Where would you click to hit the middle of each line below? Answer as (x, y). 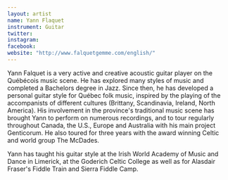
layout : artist (30, 14)
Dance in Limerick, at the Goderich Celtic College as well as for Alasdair (112, 161)
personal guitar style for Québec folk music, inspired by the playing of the (114, 95)
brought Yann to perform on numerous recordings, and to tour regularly (111, 117)
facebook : (22, 46)
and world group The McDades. (53, 140)
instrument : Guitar (36, 27)
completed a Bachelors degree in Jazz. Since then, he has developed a (110, 88)
